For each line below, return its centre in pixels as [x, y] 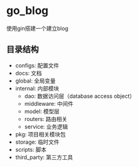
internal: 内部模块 [37, 88]
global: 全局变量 [36, 81]
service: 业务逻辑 [46, 127]
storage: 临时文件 [37, 142]
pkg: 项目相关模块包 [40, 134]
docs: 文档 [29, 73]
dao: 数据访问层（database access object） [80, 96]
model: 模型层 [42, 111]
